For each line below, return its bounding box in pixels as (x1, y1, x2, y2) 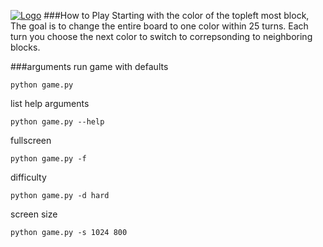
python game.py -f (10, 154, 87, 164)
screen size (10, 208, 58, 220)
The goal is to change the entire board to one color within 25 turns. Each (10, 20, 309, 32)
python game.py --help (10, 117, 105, 127)
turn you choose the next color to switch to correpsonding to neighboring (10, 31, 313, 42)
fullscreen (10, 135, 52, 146)
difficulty (10, 171, 47, 183)
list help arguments (10, 98, 90, 109)
